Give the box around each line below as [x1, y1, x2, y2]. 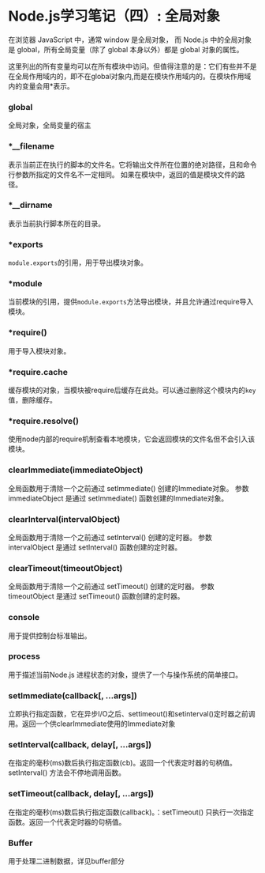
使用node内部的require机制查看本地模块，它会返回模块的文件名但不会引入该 [8, 434, 256, 444]
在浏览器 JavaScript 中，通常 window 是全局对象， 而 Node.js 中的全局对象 [8, 35, 252, 44]
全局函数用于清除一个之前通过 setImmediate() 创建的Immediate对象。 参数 [8, 483, 249, 493]
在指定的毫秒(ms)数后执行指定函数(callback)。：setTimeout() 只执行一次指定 [8, 807, 255, 817]
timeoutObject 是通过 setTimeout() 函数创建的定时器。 [8, 591, 185, 601]
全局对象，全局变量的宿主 [8, 120, 91, 130]
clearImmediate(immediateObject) [8, 464, 144, 475]
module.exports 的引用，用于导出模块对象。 [8, 258, 148, 267]
